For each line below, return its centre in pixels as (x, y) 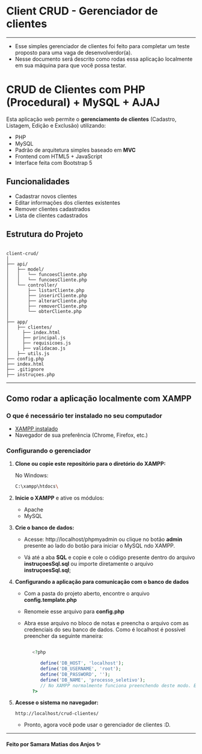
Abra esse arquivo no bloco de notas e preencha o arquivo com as (106, 623)
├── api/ (17, 264)
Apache (34, 510)
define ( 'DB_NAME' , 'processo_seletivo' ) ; (93, 680)
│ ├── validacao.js (36, 348)
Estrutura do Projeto (45, 234)
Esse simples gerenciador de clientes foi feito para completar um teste (102, 46)
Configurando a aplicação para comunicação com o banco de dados (102, 582)
